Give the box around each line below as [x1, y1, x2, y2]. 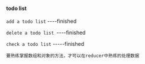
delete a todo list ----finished [6, 29, 86, 36]
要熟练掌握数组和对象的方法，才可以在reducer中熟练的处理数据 [6, 53, 140, 59]
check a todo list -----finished [6, 41, 85, 48]
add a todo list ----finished [6, 18, 77, 25]
